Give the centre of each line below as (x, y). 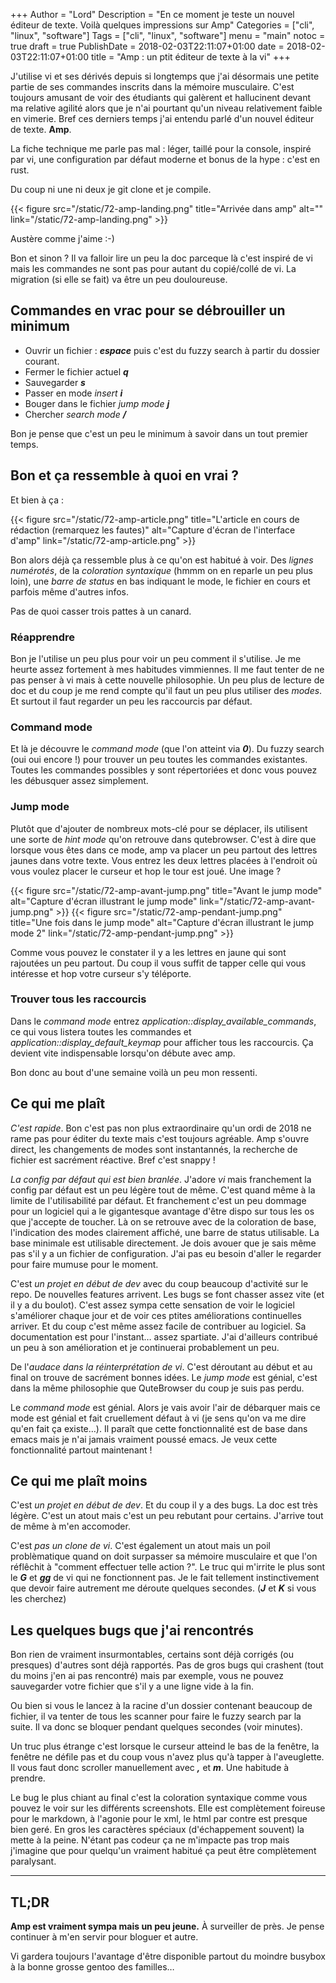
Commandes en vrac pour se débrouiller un (148, 310)
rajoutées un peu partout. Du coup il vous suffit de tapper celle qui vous (158, 963)
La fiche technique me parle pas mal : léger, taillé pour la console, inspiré (161, 148)
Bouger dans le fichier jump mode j (97, 403)
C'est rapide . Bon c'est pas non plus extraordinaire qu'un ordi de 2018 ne (161, 1128)
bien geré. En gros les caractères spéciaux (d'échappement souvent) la (157, 1830)
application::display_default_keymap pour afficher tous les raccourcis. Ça (162, 1042)
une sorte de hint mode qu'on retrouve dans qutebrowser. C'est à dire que (163, 839)
